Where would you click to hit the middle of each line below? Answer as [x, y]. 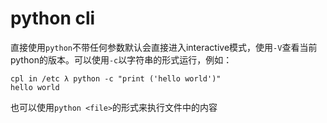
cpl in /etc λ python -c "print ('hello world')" [116, 78]
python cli [53, 18]
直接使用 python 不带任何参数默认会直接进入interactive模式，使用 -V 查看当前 [164, 47]
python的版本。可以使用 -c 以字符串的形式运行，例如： [121, 59]
